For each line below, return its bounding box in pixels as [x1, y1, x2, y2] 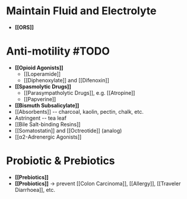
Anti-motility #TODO [6, 44, 110, 58]
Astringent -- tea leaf [14, 114, 67, 121]
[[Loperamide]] [23, 70, 61, 78]
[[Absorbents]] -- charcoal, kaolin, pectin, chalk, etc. [14, 108, 144, 115]
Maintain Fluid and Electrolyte [6, 4, 157, 18]
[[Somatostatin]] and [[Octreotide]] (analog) [14, 127, 122, 134]
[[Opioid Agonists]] [14, 64, 64, 71]
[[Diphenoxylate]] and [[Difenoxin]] [23, 76, 110, 84]
